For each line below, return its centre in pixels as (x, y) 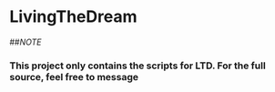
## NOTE (26, 42)
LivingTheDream (73, 17)
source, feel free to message (74, 77)
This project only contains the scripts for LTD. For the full (137, 66)
